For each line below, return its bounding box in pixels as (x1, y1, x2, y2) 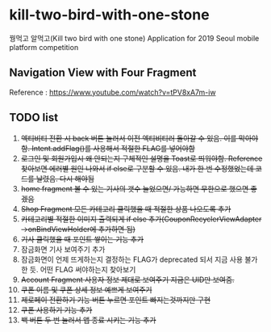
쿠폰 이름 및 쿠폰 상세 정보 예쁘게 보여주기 (20, 284, 152, 294)
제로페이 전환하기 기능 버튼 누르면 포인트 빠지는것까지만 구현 (20, 295, 211, 305)
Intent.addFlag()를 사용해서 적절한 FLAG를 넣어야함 (31, 143, 196, 153)
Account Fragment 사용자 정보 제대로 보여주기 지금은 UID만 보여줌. (20, 275, 235, 284)
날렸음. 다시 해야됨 (35, 174, 95, 183)
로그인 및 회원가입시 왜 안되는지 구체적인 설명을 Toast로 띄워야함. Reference (20, 153, 263, 163)
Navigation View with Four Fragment (9, 66, 197, 80)
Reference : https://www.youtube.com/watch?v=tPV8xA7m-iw (9, 87, 216, 97)
